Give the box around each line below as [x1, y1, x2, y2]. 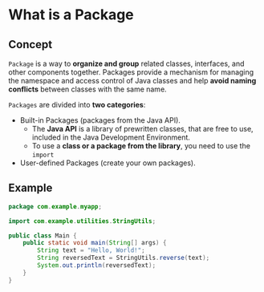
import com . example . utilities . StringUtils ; [8, 217, 156, 225]
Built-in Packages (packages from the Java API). [19, 116, 181, 125]
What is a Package [8, 6, 134, 24]
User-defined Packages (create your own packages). [19, 158, 196, 168]
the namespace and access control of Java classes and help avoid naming [8, 76, 257, 85]
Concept [8, 38, 53, 51]
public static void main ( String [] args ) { [22, 239, 167, 247]
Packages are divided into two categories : [8, 100, 146, 109]
